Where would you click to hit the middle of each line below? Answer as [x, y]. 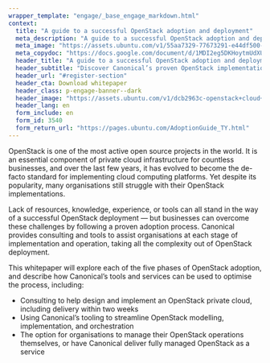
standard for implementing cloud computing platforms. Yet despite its [142, 176]
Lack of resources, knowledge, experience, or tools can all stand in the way [133, 209]
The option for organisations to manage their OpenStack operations [132, 334]
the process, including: [46, 285]
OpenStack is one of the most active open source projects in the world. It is [133, 151]
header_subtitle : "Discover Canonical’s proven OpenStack [115, 68]
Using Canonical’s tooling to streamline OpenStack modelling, [122, 317]
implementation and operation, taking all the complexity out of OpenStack [130, 243]
